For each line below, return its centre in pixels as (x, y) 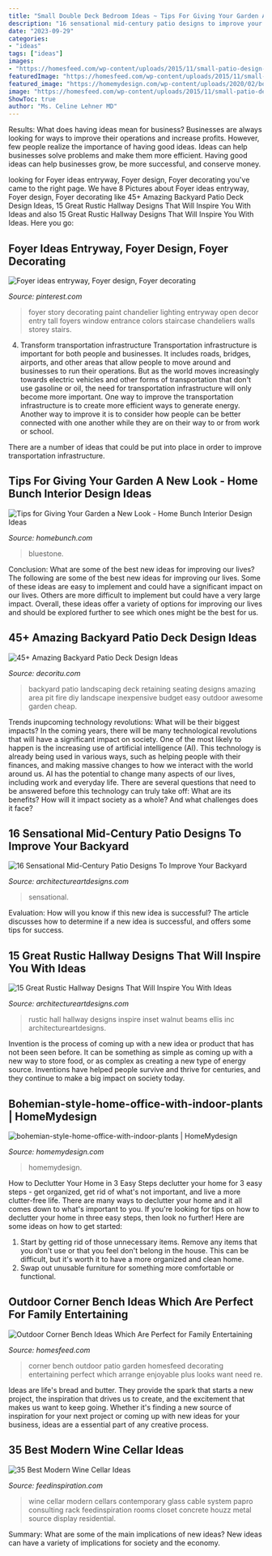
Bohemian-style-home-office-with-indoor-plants (136, 1103)
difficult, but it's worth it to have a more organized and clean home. (132, 1259)
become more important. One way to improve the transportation (127, 397)
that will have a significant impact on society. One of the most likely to (125, 739)
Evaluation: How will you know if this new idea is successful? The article (129, 913)
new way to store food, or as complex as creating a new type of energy (127, 1061)
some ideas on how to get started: (66, 1226)
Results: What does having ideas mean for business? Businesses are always (135, 130)
